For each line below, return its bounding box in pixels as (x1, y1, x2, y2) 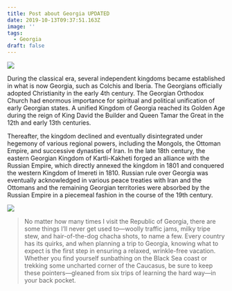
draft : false (7, 42, 45, 49)
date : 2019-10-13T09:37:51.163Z (7, 17, 100, 24)
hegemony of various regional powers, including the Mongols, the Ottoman (7, 139, 222, 148)
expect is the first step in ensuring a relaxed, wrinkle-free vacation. (24, 247, 216, 255)
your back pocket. (24, 276, 76, 284)
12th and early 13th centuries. (7, 118, 91, 127)
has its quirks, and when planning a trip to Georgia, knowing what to (24, 240, 219, 247)
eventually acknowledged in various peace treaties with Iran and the (7, 176, 202, 184)
